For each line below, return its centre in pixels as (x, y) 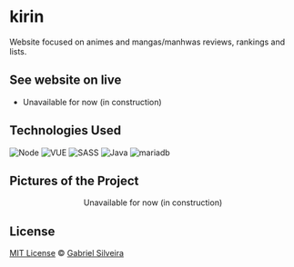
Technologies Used (65, 130)
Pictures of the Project (74, 180)
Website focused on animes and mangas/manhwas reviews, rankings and (147, 42)
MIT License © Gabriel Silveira (67, 253)
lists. (18, 51)
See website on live (66, 80)
